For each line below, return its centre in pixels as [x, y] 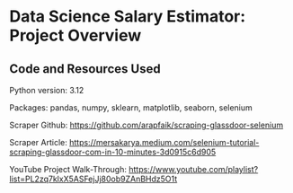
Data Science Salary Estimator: [128, 17]
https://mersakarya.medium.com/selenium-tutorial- [164, 142]
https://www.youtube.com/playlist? [194, 169]
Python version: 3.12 [47, 90]
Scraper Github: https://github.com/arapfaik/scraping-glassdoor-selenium [146, 125]
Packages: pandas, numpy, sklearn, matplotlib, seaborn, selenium [131, 108]
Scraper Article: [38, 142]
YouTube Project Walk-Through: [68, 169]
